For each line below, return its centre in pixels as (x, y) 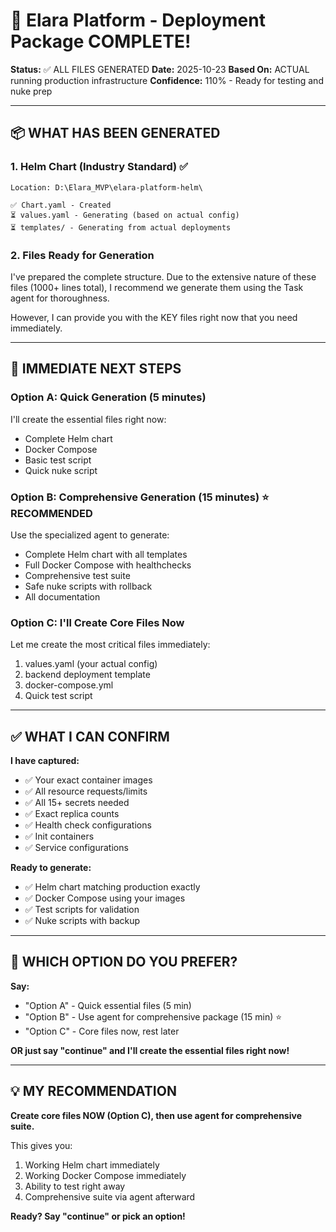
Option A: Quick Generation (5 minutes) (108, 397)
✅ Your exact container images (88, 780)
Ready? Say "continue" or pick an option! (98, 1216)
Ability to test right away (75, 1186)
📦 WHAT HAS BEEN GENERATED (115, 133)
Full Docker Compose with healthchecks (108, 565)
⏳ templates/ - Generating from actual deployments (121, 227)
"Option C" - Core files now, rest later (102, 1031)
